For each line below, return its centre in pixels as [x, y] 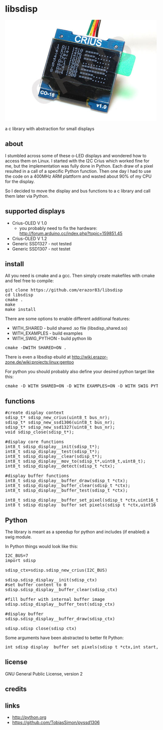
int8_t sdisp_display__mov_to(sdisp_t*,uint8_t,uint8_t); [75, 461]
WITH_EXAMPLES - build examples [47, 333]
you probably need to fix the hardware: [58, 228]
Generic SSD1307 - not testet [41, 249]
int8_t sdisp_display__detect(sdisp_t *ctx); [60, 466]
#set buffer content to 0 [36, 585]
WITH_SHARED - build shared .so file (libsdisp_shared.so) [70, 328]
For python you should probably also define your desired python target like [80, 372]
